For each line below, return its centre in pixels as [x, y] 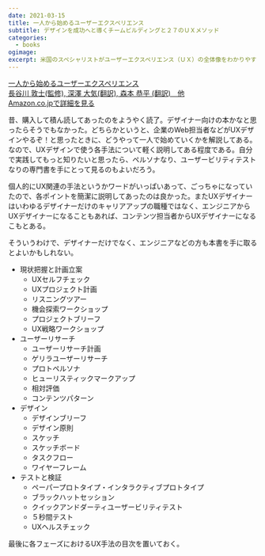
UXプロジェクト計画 [64, 289]
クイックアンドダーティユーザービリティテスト [107, 507]
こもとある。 [29, 226]
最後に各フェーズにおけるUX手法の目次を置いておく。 [96, 543]
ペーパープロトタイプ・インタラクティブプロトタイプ [117, 487]
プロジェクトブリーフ [66, 318]
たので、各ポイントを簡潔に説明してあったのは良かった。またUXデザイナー [131, 196]
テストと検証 [40, 477]
